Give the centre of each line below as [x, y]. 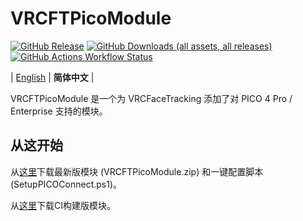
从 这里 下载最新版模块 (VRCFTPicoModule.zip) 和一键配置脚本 [137, 171]
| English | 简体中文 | [52, 77]
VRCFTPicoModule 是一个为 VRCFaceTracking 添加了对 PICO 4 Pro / [151, 98]
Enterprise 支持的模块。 [59, 111]
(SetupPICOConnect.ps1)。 [66, 184]
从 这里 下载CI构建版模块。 [63, 205]
